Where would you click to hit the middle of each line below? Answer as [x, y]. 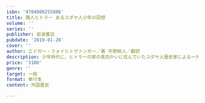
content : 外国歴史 [28, 85]
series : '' [20, 29]
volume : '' [20, 23]
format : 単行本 [24, 79]
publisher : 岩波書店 [31, 35]
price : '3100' [24, 62]
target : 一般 [22, 74]
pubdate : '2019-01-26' [35, 40]
